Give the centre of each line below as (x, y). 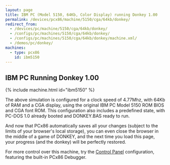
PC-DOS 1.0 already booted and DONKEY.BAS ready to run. (67, 116)
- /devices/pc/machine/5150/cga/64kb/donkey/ (59, 29)
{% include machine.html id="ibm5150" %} (50, 90)
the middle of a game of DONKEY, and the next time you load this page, (80, 137)
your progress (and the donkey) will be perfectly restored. (66, 142)
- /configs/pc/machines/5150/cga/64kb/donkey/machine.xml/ (74, 39)
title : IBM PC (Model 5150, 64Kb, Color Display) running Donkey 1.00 (81, 15)
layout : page (19, 10)
